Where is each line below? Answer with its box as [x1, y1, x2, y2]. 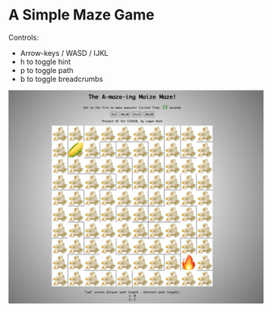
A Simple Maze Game [8, 6, 155, 24]
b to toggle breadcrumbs [19, 74, 104, 83]
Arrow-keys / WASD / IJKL [19, 48, 109, 58]
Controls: [8, 32, 39, 42]
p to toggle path [19, 65, 74, 75]
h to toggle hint [19, 57, 71, 66]
